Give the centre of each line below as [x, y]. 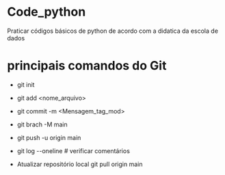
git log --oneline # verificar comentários [73, 150]
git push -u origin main [49, 137]
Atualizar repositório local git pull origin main [80, 164]
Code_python [47, 12]
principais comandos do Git [87, 66]
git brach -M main [42, 124]
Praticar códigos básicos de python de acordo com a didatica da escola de [113, 31]
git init [26, 84]
